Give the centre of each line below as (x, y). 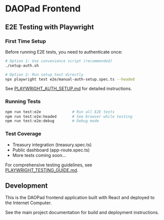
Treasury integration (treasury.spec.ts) (52, 145)
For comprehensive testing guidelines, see (49, 165)
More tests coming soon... (39, 155)
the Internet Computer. (28, 203)
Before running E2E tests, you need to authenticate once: (64, 52)
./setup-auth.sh (22, 66)
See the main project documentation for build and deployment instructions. (82, 213)
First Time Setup (26, 41)
